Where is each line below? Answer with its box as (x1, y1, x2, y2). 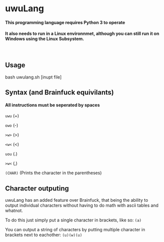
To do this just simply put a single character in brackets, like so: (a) (5, 217, 142, 223)
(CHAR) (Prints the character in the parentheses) (5, 170, 102, 176)
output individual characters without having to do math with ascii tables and (5, 202, 159, 209)
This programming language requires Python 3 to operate (5, 19, 126, 25)
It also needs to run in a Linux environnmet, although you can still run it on (5, 30, 160, 37)
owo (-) (5, 122, 19, 128)
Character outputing (5, 184, 69, 192)
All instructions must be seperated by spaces (5, 102, 100, 108)
